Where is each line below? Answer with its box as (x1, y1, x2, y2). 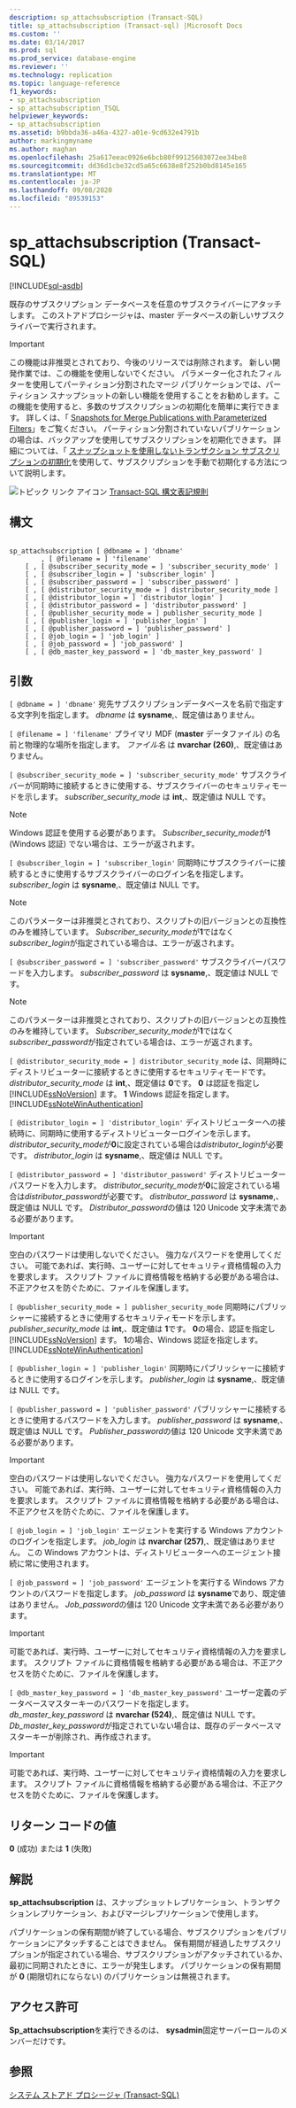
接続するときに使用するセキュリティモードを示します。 (39, 1313, 240, 1323)
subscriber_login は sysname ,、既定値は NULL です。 (9, 880, 205, 890)
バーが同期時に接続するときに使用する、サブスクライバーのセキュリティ (9, 780, 272, 791)
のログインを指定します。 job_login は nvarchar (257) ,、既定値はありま (9, 1536, 268, 1546)
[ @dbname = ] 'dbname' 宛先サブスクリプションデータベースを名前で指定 (9, 699, 277, 709)
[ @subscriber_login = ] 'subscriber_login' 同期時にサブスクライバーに (9, 857, 278, 868)
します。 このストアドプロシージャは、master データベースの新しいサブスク (9, 309, 285, 320)
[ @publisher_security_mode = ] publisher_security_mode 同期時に (9, 1301, 256, 1312)
